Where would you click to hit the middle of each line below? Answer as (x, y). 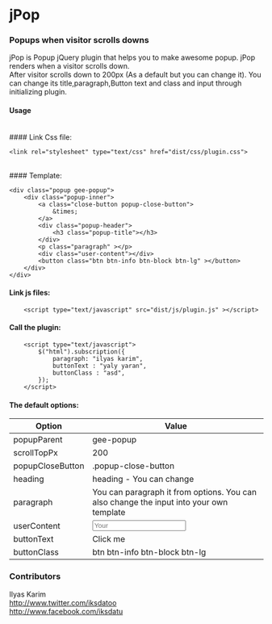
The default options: (44, 404)
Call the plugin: (35, 328)
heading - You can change (143, 480)
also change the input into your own (160, 502)
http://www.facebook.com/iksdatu (66, 611)
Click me (109, 539)
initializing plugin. (38, 92)
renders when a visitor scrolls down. (69, 66)
